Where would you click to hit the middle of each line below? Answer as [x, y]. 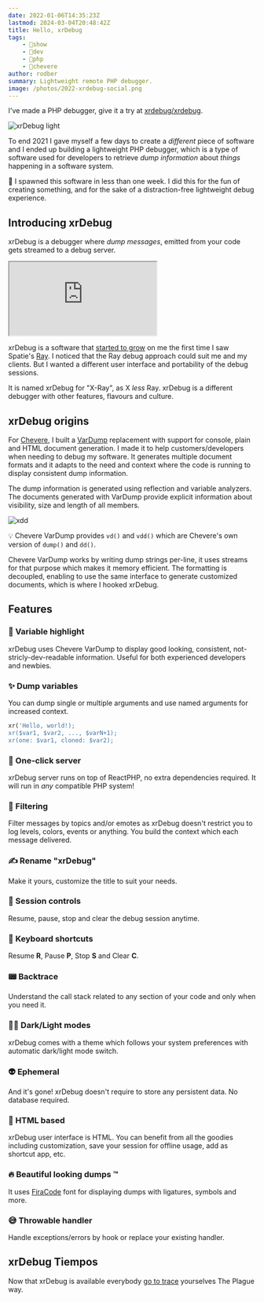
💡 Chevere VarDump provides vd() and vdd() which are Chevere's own [123, 536]
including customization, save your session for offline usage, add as [118, 1146]
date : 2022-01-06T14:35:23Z [54, 15]
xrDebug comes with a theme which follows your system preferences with [128, 1042]
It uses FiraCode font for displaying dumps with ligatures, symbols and [123, 1191]
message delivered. [40, 840]
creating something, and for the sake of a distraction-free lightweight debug [131, 190]
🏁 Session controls [44, 902]
